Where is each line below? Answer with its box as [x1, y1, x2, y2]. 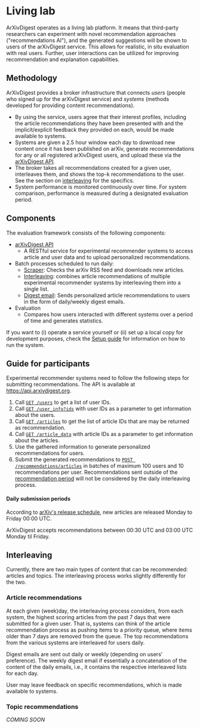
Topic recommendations [6, 702, 79, 711]
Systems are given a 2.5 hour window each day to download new [14, 139, 176, 146]
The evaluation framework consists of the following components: [6, 229, 166, 236]
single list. [23, 285, 49, 293]
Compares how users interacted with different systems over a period [23, 310, 193, 318]
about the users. [14, 412, 56, 419]
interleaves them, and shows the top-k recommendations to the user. [14, 170, 185, 178]
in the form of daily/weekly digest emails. [23, 298, 125, 305]
